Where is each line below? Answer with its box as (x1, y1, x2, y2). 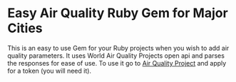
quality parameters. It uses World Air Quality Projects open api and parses (7, 51, 225, 60)
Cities (7, 20, 43, 36)
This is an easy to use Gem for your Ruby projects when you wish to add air (7, 43, 230, 52)
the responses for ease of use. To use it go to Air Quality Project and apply (7, 58, 227, 67)
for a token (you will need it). (7, 66, 91, 75)
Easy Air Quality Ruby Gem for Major (7, 5, 228, 21)
